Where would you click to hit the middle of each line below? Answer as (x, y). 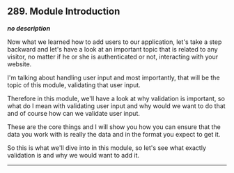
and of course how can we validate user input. (74, 113)
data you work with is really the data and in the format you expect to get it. (114, 134)
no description (29, 28)
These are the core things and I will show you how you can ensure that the (114, 127)
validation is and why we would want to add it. (73, 155)
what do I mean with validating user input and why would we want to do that (116, 106)
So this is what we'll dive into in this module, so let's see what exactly (107, 148)
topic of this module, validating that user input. (74, 85)
